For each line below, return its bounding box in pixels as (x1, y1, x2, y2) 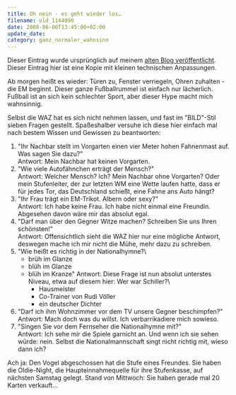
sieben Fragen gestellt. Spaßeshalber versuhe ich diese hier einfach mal (7, 121, 218, 129)
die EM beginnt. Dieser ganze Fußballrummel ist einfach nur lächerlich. (7, 85, 213, 93)
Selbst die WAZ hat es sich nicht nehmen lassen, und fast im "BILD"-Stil (7, 114, 217, 122)
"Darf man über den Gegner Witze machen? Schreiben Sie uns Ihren (17, 217, 217, 226)
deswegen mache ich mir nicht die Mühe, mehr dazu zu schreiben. (17, 240, 212, 248)
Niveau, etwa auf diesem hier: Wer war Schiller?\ (28, 277, 170, 286)
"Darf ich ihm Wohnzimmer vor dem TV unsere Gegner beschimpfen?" (17, 307, 223, 316)
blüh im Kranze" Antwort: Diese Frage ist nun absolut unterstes (28, 270, 212, 278)
